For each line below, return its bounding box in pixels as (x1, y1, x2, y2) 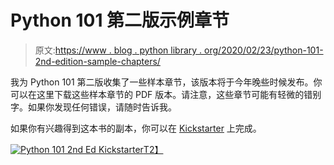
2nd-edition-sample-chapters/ (34, 55, 161, 67)
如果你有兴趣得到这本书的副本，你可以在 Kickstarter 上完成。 (10, 122, 262, 134)
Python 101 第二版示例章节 (10, 9, 230, 32)
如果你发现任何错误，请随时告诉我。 (27, 101, 177, 113)
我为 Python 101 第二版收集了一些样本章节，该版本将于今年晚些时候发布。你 (10, 76, 323, 88)
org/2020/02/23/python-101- (204, 44, 324, 56)
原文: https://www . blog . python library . (34, 44, 203, 56)
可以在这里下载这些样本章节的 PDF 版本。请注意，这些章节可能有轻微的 (10, 88, 305, 100)
